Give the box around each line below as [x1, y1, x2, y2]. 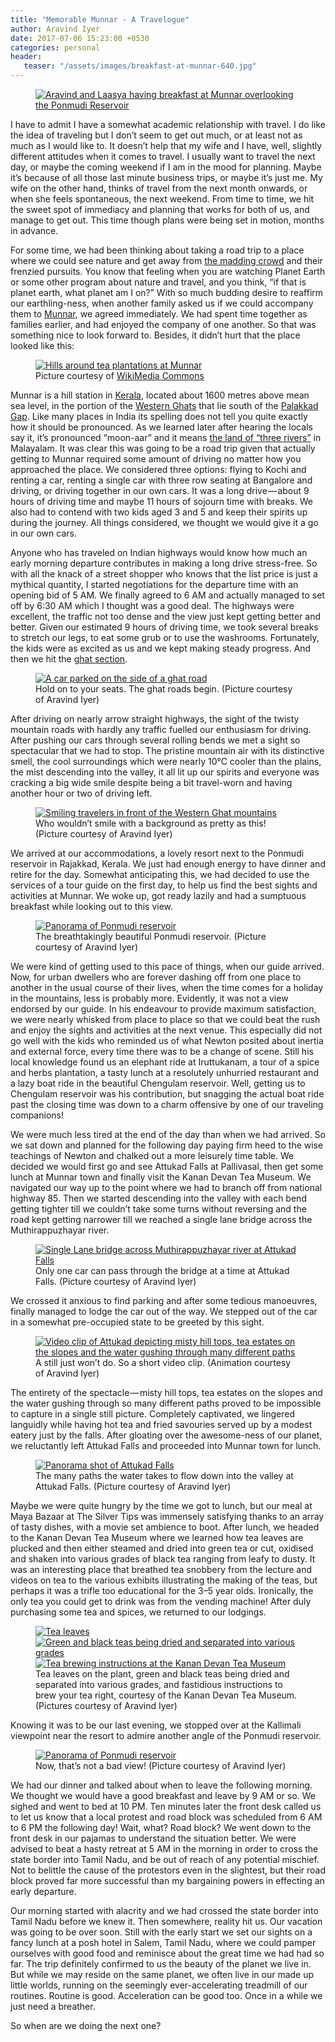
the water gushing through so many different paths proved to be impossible [10, 1397, 322, 1409]
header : [10, 52, 43, 62]
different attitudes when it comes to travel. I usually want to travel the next [10, 151, 316, 162]
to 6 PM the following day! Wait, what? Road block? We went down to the [10, 1822, 312, 1833]
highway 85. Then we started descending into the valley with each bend [10, 1192, 307, 1204]
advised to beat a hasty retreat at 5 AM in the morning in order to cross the [10, 1843, 319, 1855]
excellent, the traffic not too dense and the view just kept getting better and [10, 611, 322, 622]
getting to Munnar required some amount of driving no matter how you [10, 453, 302, 465]
